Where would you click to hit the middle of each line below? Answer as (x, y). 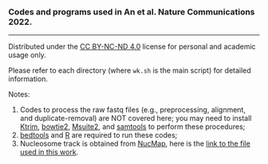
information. (28, 79)
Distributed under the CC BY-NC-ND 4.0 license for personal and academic (132, 47)
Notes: (19, 95)
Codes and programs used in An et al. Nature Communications (132, 12)
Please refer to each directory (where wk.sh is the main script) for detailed (130, 71)
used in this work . (49, 152)
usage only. (27, 55)
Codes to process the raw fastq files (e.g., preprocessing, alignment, (132, 110)
